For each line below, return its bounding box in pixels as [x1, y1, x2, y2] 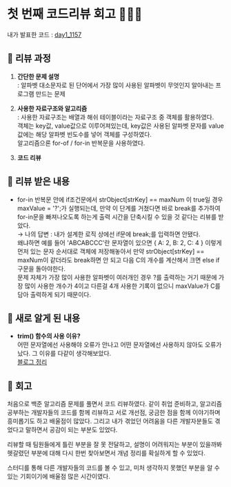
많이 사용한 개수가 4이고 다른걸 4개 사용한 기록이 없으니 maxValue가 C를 [24, 281, 221, 290]
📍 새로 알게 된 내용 [7, 312, 81, 324]
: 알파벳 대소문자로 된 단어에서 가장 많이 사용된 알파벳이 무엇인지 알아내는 [17, 81, 214, 89]
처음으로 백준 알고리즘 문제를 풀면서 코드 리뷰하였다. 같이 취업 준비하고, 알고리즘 [7, 400, 223, 408]
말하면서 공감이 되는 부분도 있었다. [25, 426, 118, 434]
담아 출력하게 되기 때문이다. [17, 290, 92, 298]
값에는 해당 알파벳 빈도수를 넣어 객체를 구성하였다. [17, 130, 152, 138]
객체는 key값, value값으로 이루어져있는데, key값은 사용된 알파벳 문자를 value [17, 122, 224, 130]
